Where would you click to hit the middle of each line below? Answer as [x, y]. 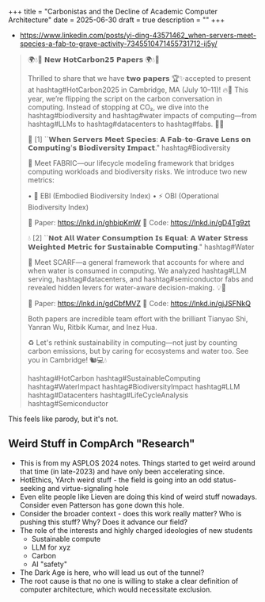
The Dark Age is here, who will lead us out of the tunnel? [112, 572]
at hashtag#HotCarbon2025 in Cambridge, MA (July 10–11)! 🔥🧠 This [138, 90]
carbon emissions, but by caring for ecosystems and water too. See [138, 351]
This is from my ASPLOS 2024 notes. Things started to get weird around [137, 462]
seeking [32, 488]
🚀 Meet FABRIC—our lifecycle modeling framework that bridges [131, 163]
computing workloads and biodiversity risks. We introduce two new [137, 171]
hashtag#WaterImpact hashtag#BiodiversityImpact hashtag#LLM [134, 387]
